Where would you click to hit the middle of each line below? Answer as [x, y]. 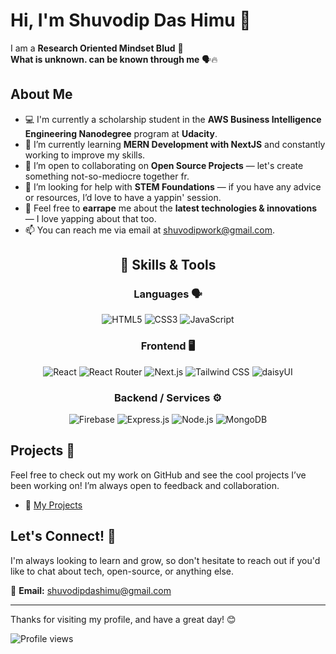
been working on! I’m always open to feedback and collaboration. [145, 485]
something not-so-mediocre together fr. [107, 176]
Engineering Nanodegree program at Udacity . [121, 133]
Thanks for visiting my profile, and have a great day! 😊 [123, 619]
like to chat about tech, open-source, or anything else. [122, 571]
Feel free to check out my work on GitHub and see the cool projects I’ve [158, 475]
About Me [41, 94]
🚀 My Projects [53, 505]
